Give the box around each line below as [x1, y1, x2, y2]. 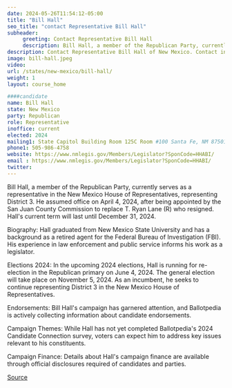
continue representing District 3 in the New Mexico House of [7, 282, 180, 291]
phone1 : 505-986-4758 [7, 144, 70, 152]
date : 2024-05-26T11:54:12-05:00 [7, 10, 104, 17]
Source [7, 373, 28, 381]
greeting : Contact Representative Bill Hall [22, 36, 153, 43]
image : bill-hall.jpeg [7, 55, 72, 62]
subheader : [7, 29, 39, 37]
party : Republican [7, 113, 60, 119]
